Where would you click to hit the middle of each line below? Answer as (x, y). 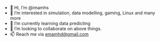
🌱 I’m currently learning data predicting (50, 23)
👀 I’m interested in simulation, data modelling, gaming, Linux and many (82, 13)
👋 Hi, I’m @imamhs (29, 8)
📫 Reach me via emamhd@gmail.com (49, 34)
